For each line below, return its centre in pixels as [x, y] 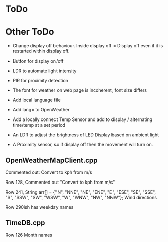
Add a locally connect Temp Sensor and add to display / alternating [82, 119]
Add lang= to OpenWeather [41, 110]
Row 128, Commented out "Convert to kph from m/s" [60, 182]
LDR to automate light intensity [44, 71]
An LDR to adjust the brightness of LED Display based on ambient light [86, 135]
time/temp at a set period [39, 125]
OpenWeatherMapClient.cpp [51, 160]
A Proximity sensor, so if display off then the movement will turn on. [83, 145]
